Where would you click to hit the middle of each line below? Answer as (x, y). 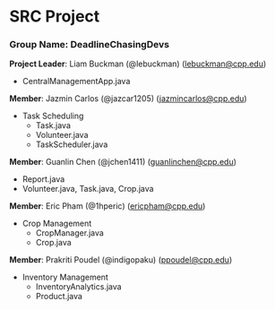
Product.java (59, 297)
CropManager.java (70, 233)
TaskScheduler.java (72, 144)
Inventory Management (65, 277)
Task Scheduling (53, 116)
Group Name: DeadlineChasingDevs (90, 45)
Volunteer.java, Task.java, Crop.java (88, 189)
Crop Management (57, 224)
